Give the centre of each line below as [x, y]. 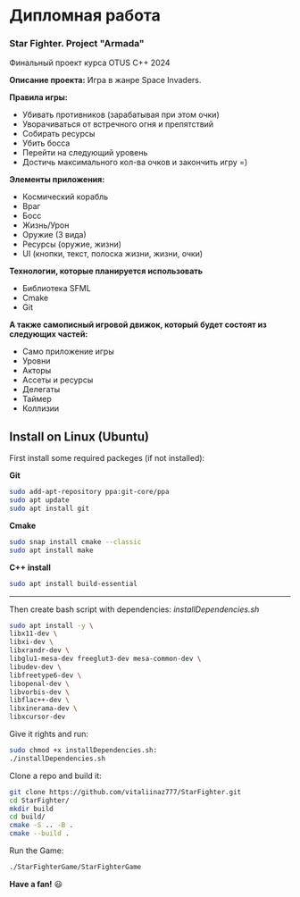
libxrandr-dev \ [39, 650]
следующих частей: [49, 334]
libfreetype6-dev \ [46, 675]
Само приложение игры [68, 352]
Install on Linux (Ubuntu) [79, 436]
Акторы [37, 371]
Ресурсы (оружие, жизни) [72, 244]
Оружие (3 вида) [54, 235]
